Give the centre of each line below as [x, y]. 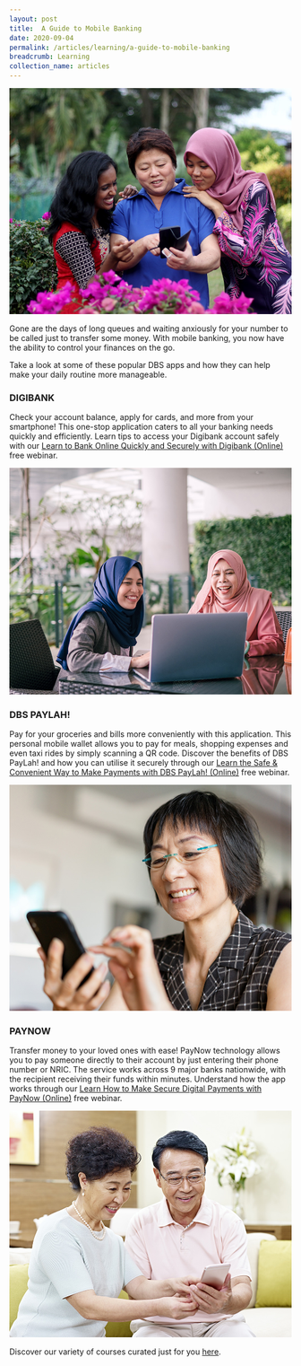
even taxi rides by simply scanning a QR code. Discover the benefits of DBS [149, 753]
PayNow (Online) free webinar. [66, 1099]
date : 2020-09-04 [42, 38]
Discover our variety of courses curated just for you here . [115, 1352]
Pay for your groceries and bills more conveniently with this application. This [150, 734]
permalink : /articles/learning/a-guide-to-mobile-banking [120, 48]
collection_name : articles [60, 66]
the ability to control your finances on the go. [92, 348]
